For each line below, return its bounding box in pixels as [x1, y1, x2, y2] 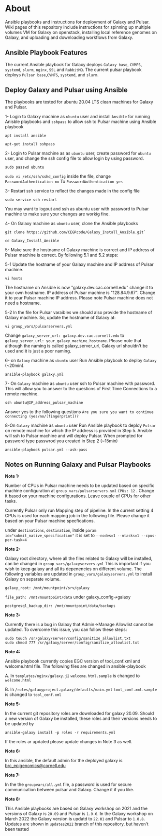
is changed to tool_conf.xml [5, 692, 62, 697]
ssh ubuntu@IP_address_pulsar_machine [5, 400, 83, 405]
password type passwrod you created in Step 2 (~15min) [5, 438, 118, 444]
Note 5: [5, 701, 20, 707]
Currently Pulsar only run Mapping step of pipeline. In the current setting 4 [5, 507, 154, 513]
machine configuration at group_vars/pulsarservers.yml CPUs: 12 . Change [5, 488, 155, 494]
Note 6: [5, 748, 20, 754]
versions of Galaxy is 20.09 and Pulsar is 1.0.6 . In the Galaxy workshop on [5, 811, 153, 817]
